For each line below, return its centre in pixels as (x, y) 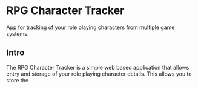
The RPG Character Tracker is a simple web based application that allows (98, 67)
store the (18, 80)
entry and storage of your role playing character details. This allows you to (99, 74)
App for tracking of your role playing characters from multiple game (91, 27)
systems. (18, 33)
